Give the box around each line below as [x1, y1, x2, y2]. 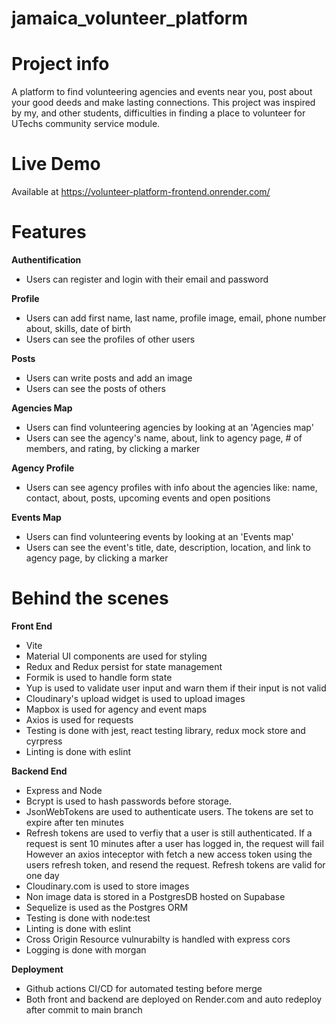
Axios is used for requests [25, 713, 134, 726]
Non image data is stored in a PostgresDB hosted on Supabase [25, 890, 286, 902]
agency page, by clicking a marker [25, 552, 169, 564]
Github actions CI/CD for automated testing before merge [25, 982, 263, 994]
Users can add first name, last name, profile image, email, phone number [25, 312, 327, 324]
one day [25, 869, 60, 881]
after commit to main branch [25, 1003, 143, 1016]
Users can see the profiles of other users [25, 333, 196, 345]
